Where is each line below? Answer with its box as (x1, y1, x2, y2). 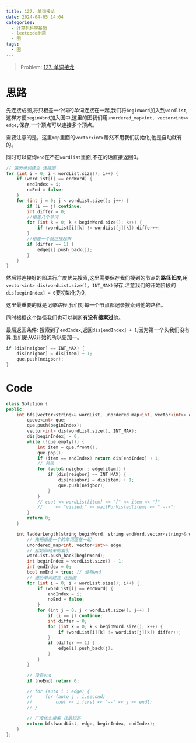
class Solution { (6, 400, 48, 407)
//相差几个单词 (27, 214, 58, 220)
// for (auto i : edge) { (27, 689, 90, 694)
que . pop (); (37, 450, 64, 456)
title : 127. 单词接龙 (6, 8, 55, 15)
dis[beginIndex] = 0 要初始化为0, (6, 289, 86, 296)
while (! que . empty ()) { (27, 439, 85, 445)
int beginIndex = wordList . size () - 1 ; (27, 559, 124, 564)
